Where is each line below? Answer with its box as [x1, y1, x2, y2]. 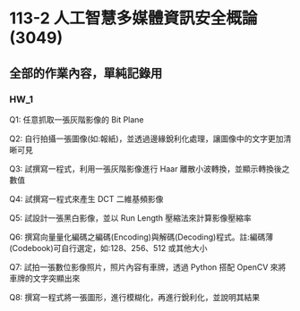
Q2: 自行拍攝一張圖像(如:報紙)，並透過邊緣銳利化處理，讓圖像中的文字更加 [9, 133, 284, 144]
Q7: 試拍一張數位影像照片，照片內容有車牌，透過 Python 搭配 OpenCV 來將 [9, 261, 287, 273]
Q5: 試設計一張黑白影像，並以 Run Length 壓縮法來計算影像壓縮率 [9, 212, 253, 223]
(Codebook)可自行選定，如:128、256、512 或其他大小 [9, 242, 208, 253]
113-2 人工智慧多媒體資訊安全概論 [9, 8, 258, 29]
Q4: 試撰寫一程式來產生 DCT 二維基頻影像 [9, 193, 164, 204]
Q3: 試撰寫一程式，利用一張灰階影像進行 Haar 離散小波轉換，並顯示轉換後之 [9, 163, 290, 174]
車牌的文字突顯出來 [9, 273, 81, 283]
